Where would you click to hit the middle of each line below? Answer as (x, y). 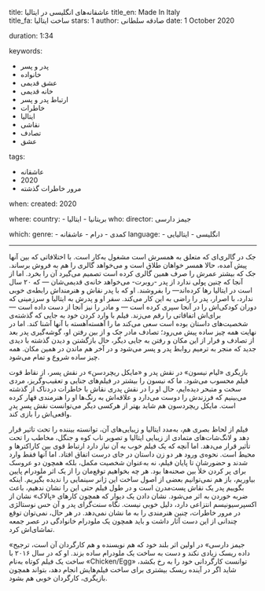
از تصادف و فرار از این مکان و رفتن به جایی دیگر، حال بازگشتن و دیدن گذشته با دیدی (132, 340)
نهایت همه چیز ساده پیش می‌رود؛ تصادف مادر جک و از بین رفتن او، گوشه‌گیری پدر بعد (133, 332)
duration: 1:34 (31, 36)
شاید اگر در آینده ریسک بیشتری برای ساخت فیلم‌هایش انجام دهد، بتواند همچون (123, 569)
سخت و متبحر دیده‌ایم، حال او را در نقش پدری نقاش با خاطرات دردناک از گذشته (125, 389)
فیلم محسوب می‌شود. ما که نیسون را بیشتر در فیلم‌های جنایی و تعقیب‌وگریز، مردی (129, 380)
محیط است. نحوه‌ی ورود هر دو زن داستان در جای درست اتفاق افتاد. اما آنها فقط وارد (132, 454)
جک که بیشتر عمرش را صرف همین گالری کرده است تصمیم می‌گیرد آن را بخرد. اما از (132, 273)
